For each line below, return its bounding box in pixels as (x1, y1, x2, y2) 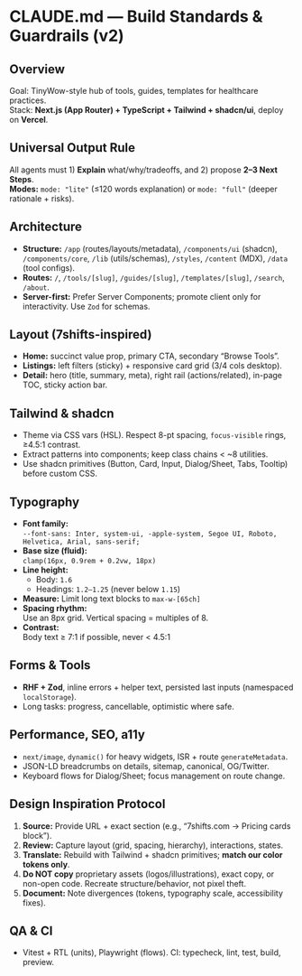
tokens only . (22, 859, 70, 869)
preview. (22, 957, 54, 968)
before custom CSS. (22, 468, 97, 479)
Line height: (22, 564, 69, 575)
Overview (9, 61, 66, 77)
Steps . (9, 173, 34, 184)
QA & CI (9, 923, 53, 938)
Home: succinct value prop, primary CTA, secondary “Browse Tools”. (22, 350, 279, 362)
